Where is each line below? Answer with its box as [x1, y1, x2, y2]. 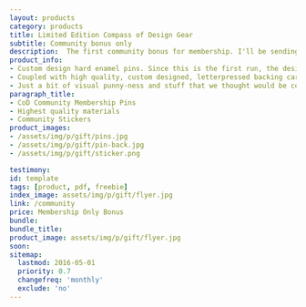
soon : [9, 241, 30, 251]
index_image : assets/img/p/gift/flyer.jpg [9, 190, 173, 200]
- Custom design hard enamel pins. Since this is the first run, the [9, 65, 280, 74]
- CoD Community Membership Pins [9, 97, 137, 107]
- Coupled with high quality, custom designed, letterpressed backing [9, 73, 283, 82]
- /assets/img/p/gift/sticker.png [9, 148, 141, 158]
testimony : [9, 165, 51, 174]
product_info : [9, 56, 64, 65]
